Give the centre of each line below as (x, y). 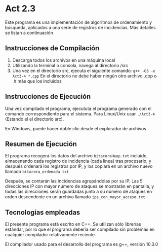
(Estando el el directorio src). (35, 119)
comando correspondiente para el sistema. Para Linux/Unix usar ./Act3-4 (80, 113)
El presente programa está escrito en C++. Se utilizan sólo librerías (73, 224)
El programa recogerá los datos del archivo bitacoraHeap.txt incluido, (77, 156)
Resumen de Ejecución (41, 144)
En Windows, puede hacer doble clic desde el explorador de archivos (76, 128)
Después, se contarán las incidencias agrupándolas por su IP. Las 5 (74, 181)
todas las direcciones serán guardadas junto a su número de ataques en (79, 192)
